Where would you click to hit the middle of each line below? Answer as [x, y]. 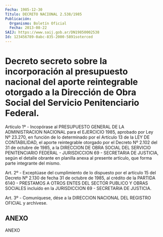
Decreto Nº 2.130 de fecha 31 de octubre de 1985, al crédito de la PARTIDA [80, 178]
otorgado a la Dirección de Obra [71, 92]
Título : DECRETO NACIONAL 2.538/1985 [44, 14]
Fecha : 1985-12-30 [24, 10]
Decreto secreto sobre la [56, 61]
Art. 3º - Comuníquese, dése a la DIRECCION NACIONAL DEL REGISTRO [78, 198]
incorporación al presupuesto [67, 72]
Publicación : [18, 19]
